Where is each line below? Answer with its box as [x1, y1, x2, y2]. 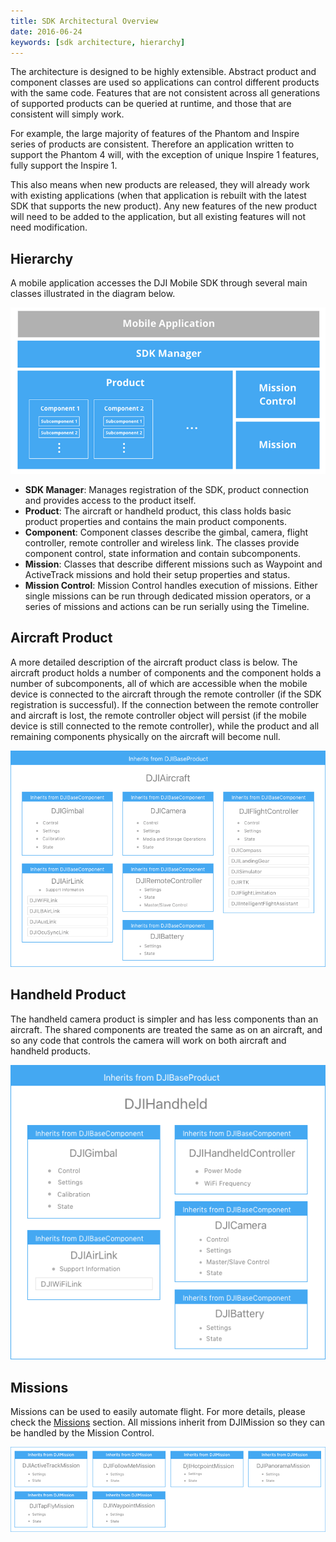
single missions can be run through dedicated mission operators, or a [24, 590, 312, 602]
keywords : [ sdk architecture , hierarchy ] [10, 37, 186, 47]
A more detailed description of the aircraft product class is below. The [10, 656, 298, 668]
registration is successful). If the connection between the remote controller [10, 698, 320, 710]
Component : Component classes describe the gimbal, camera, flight [24, 526, 309, 538]
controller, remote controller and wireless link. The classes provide [24, 536, 300, 549]
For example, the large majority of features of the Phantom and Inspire [10, 128, 300, 140]
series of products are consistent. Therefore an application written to [10, 138, 295, 150]
